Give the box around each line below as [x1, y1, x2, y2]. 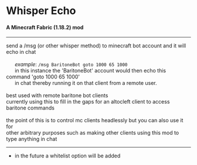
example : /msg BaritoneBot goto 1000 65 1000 [14, 61, 128, 68]
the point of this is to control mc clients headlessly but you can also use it [6, 117, 184, 124]
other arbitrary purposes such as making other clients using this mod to [6, 129, 179, 136]
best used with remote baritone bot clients [6, 92, 108, 99]
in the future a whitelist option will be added [14, 152, 121, 159]
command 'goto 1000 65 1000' [6, 73, 80, 80]
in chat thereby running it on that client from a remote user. [14, 80, 157, 87]
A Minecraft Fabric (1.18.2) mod [6, 23, 84, 30]
